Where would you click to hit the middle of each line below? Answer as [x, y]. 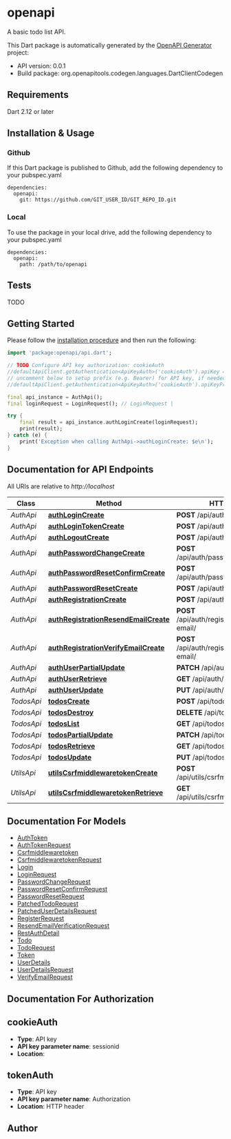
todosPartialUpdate [80, 735]
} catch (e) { [27, 435]
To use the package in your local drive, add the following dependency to [109, 232]
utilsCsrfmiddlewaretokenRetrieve [106, 793]
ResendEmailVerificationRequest [63, 926]
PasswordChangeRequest [54, 882]
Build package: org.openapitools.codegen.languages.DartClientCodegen [120, 73]
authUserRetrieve [78, 679]
